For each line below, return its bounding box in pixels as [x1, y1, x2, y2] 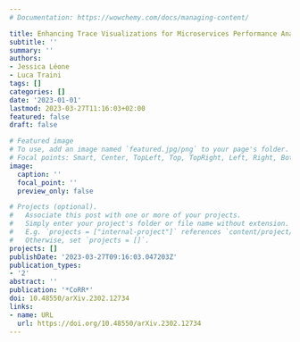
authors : [9, 54, 42, 63]
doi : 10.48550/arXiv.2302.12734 [9, 294, 129, 303]
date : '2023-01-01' [9, 96, 82, 104]
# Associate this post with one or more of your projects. [9, 211, 242, 220]
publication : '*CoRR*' [9, 286, 94, 295]
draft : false [9, 121, 58, 129]
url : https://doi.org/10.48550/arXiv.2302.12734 [17, 319, 202, 328]
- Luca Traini [9, 71, 62, 80]
